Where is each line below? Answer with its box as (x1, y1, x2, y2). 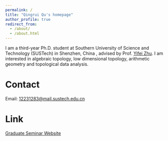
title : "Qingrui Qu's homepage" (5, 12, 73, 17)
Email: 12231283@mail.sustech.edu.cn (5, 95, 85, 101)
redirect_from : (5, 21, 37, 27)
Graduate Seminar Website (5, 130, 62, 136)
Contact (5, 79, 40, 90)
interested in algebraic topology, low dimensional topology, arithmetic (5, 56, 150, 61)
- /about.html (10, 31, 39, 36)
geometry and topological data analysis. (5, 61, 89, 67)
